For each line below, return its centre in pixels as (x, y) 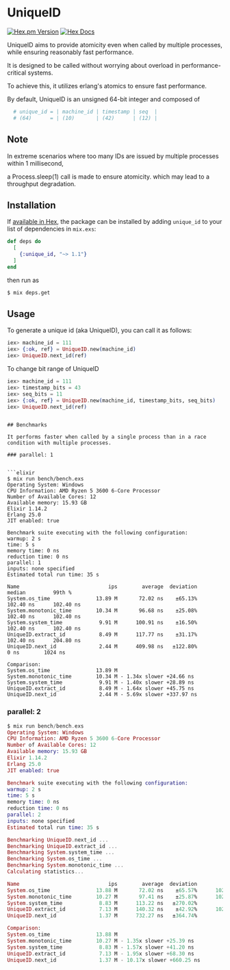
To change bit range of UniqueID (53, 369)
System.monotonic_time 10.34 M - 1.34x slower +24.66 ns (101, 677)
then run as (23, 280)
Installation (31, 205)
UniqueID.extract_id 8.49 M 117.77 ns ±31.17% (102, 635)
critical (17, 73)
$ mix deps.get (29, 292)
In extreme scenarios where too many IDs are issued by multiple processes (113, 156)
